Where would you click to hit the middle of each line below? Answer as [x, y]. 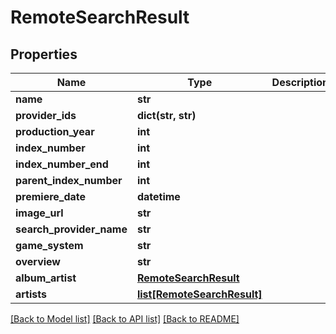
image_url [39, 213]
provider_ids [46, 115]
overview [38, 261]
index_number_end [62, 164]
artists [31, 294]
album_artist [46, 278]
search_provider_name [71, 229]
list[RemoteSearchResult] [199, 294]
